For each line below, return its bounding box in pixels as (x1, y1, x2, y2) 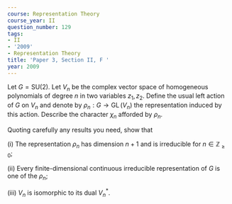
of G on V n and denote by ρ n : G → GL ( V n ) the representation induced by (7, 101, 222, 111)
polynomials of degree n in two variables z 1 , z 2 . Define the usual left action (7, 91, 225, 102)
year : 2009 (7, 63, 40, 70)
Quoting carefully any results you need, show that (7, 125, 153, 134)
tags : (7, 30, 23, 38)
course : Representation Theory (7, 10, 100, 18)
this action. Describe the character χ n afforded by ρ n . (7, 110, 163, 120)
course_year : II (7, 17, 55, 24)
